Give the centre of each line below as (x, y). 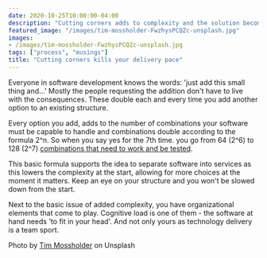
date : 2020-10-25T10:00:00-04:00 (64, 15)
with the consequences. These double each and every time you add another (133, 99)
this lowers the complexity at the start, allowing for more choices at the (124, 172)
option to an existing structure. (58, 107)
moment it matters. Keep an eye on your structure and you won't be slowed (132, 180)
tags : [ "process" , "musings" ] (58, 52)
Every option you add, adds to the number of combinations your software (128, 123)
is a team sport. (34, 229)
